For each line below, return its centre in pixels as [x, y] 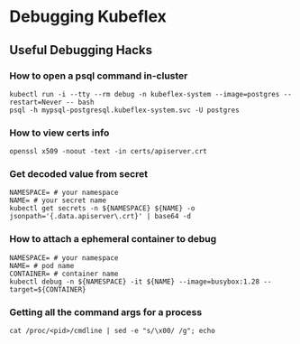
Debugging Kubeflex [88, 17]
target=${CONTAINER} [48, 289]
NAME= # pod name [42, 265]
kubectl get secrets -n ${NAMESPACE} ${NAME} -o [102, 209]
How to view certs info [59, 133]
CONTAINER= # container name [64, 274]
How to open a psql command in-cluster [99, 76]
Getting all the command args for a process [106, 311]
